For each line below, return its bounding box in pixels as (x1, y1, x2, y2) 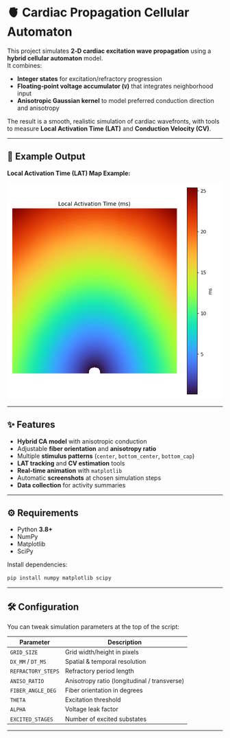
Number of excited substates (64, 715, 147, 723)
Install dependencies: (7, 560, 68, 569)
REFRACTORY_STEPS (10, 668, 60, 676)
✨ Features (7, 419, 55, 430)
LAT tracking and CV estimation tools (16, 459, 125, 467)
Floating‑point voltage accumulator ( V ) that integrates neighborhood (16, 82, 214, 90)
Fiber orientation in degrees (64, 686, 143, 694)
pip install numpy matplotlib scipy (7, 575, 112, 581)
